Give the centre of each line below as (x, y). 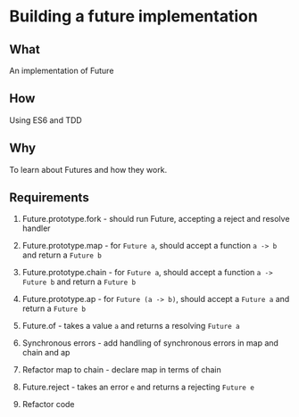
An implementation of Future (62, 70)
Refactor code (48, 405)
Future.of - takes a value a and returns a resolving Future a (131, 326)
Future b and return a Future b (79, 282)
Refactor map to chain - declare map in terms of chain (121, 370)
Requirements (49, 198)
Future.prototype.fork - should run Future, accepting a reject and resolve (156, 219)
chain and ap (46, 353)
